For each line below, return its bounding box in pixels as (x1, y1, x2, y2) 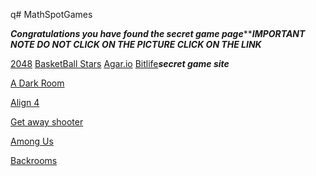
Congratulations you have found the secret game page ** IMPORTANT (10, 28, 306, 39)
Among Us (10, 135, 54, 147)
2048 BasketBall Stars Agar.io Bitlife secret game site (10, 58, 230, 69)
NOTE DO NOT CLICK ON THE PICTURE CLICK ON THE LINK (10, 39, 262, 50)
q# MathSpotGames (10, 9, 93, 20)
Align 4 (10, 97, 40, 108)
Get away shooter (10, 116, 84, 128)
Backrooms (10, 155, 58, 166)
